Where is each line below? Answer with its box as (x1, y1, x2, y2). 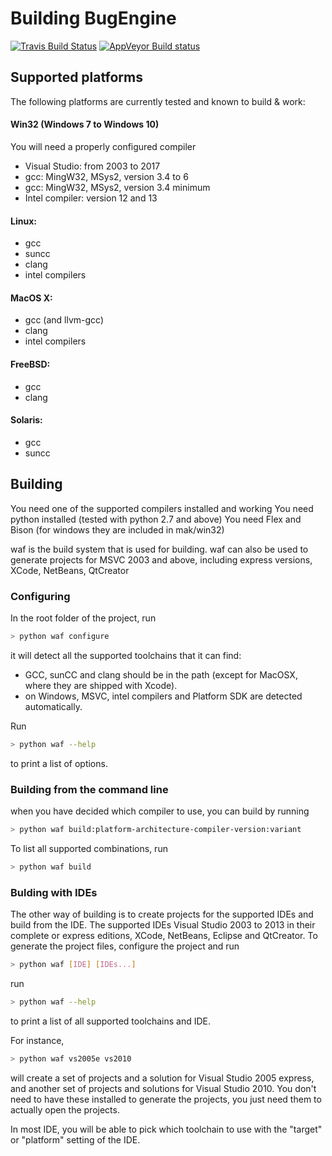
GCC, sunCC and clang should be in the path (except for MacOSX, (24, 668, 298, 681)
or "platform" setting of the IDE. (10, 1133, 141, 1146)
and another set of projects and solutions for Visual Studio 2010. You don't (10, 1082, 317, 1094)
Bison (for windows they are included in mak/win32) (10, 523, 225, 536)
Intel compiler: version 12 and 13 (24, 192, 158, 204)
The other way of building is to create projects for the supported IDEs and (10, 908, 314, 920)
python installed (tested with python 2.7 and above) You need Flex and (10, 513, 302, 525)
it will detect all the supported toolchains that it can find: (10, 649, 242, 661)
